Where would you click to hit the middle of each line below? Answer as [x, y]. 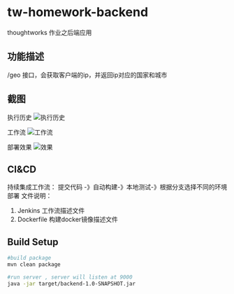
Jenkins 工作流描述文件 [51, 211]
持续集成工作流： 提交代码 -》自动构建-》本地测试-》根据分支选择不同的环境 [117, 187]
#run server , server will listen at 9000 [70, 277]
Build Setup [33, 242]
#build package [29, 258]
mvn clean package [34, 265]
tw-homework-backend [78, 12]
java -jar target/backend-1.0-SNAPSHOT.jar [72, 283]
